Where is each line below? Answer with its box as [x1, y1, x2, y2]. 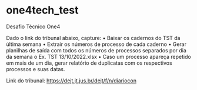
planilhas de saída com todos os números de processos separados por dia [6, 46, 187, 54]
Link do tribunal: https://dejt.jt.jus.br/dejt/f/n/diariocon [6, 77, 137, 84]
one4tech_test [6, 4, 79, 17]
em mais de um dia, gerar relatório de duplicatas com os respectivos [6, 59, 172, 66]
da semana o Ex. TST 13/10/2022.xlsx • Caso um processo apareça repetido [6, 53, 191, 60]
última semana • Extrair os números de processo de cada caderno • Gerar [6, 41, 187, 48]
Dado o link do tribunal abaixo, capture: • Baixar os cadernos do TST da [6, 34, 181, 41]
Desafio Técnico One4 [6, 23, 61, 30]
